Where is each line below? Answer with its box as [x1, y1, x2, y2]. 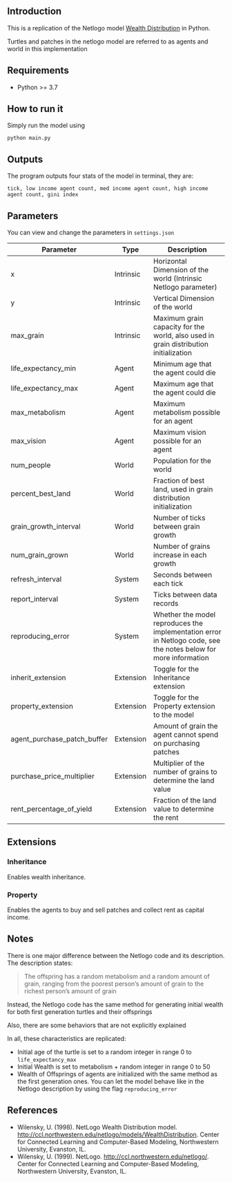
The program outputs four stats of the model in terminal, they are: [7, 172, 194, 180]
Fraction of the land [153, 796, 217, 805]
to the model [153, 710, 195, 720]
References [7, 1105, 58, 1116]
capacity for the [153, 322, 205, 332]
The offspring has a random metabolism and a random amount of [23, 972, 210, 980]
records [153, 599, 179, 608]
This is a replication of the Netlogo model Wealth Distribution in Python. [7, 24, 211, 32]
